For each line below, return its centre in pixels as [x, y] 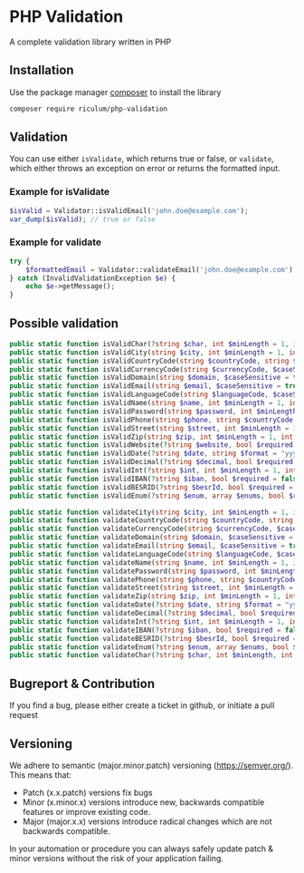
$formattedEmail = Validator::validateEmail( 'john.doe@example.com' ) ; [161, 269]
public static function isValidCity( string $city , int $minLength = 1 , [147, 352]
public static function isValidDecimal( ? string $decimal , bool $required [152, 462]
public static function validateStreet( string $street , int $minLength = [152, 588]
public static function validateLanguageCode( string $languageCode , [141, 554]
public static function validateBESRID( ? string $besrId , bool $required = [153, 638]
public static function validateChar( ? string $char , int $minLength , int [152, 655]
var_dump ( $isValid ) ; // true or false [82, 219]
